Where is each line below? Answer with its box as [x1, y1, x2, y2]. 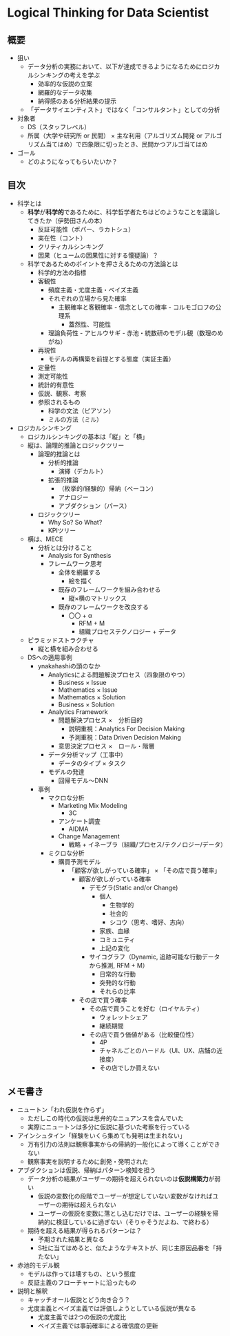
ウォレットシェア [99, 1013, 148, 1021]
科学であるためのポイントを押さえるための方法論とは [27, 259, 179, 267]
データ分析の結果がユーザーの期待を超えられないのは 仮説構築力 [27, 1174, 209, 1183]
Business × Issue [58, 678, 107, 686]
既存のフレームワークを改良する [58, 603, 149, 611]
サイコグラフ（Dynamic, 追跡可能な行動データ [89, 952, 220, 961]
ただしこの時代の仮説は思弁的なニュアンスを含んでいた [27, 1114, 184, 1122]
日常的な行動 [99, 970, 136, 978]
